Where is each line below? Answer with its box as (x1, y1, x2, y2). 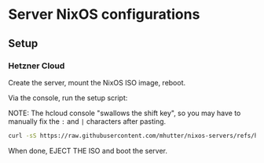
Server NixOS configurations (8, 5, 200, 24)
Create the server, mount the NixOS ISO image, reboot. (8, 78, 186, 87)
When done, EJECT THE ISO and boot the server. (8, 146, 167, 155)
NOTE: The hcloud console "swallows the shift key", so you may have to (8, 108, 241, 118)
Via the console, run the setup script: (8, 92, 128, 103)
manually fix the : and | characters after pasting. (8, 116, 167, 126)
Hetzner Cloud (8, 60, 65, 71)
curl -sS (8, 132, 37, 139)
